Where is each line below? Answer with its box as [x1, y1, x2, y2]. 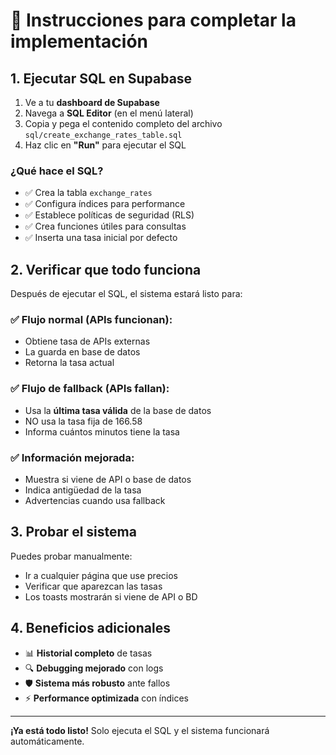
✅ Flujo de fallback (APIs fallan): [10, 382, 170, 396]
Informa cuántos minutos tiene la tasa [24, 425, 180, 438]
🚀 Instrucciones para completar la [10, 9, 297, 32]
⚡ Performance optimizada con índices [24, 692, 190, 704]
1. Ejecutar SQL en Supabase [10, 70, 193, 87]
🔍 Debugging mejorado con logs [24, 662, 164, 674]
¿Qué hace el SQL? [10, 164, 104, 178]
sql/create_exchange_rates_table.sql [24, 130, 183, 140]
